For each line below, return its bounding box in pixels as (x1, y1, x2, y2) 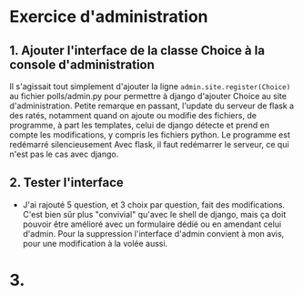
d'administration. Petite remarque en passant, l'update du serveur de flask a (9, 100, 294, 111)
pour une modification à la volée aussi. (22, 238, 168, 249)
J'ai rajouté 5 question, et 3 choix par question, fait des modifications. (22, 198, 285, 210)
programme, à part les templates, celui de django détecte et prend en (9, 120, 270, 130)
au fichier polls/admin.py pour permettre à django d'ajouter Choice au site (9, 91, 287, 101)
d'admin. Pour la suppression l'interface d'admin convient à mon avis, (22, 228, 285, 239)
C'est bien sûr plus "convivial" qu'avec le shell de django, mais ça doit (22, 209, 287, 219)
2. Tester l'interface (9, 175, 125, 190)
